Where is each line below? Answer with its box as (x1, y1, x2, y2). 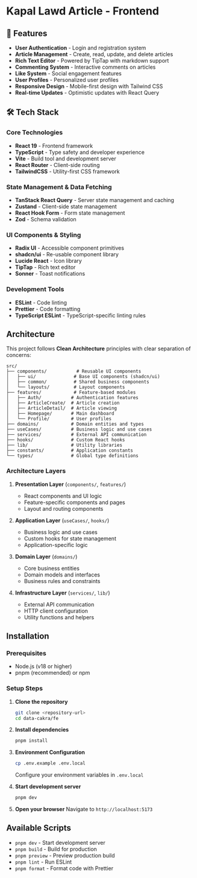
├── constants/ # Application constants (6, 447, 134, 453)
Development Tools (6, 285, 64, 294)
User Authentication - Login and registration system (14, 44, 146, 51)
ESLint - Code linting (14, 298, 67, 306)
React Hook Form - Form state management (14, 209, 125, 216)
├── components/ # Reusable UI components (6, 368, 142, 374)
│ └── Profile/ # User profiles (6, 416, 112, 422)
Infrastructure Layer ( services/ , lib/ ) (14, 589, 110, 596)
